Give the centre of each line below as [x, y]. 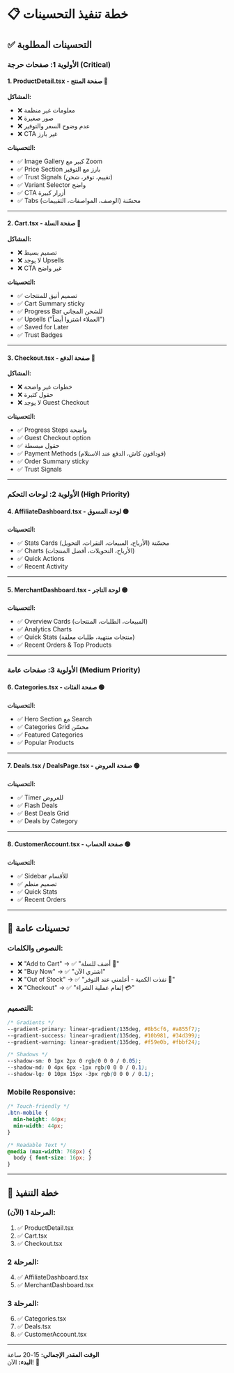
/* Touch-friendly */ [39, 1106]
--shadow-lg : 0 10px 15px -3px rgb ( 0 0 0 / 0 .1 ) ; [81, 1074]
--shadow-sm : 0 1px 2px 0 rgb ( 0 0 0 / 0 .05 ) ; [74, 1061]
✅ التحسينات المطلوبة [49, 44]
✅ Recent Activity [42, 567]
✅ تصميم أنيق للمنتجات [47, 295]
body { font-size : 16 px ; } [53, 1158]
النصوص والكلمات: [35, 948]
